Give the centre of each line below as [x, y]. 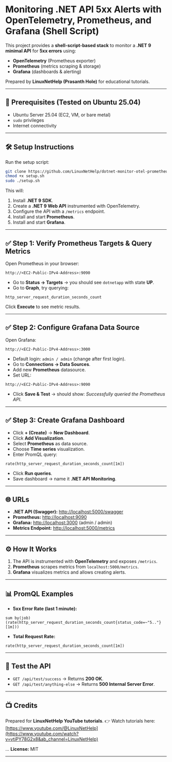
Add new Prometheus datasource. [49, 369]
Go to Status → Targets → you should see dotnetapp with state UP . [83, 282]
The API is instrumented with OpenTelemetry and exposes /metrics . [85, 561]
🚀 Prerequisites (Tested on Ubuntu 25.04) [73, 103]
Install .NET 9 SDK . [33, 201]
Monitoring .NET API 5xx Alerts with [84, 9]
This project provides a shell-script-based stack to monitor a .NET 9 [78, 45]
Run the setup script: [27, 162]
